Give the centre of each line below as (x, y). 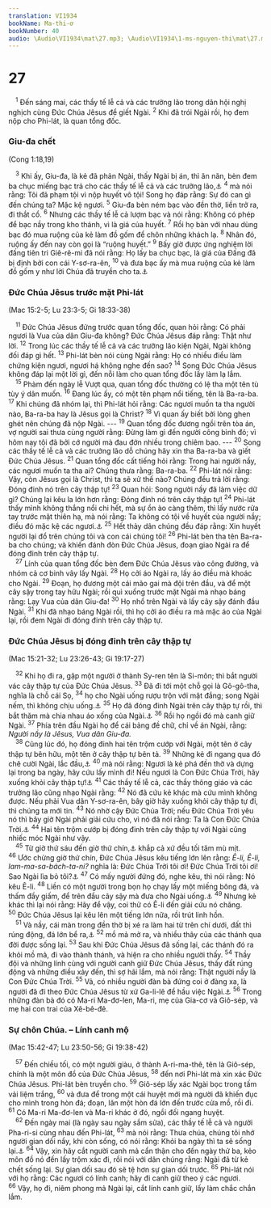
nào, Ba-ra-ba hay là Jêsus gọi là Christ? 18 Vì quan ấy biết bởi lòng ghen (130, 413)
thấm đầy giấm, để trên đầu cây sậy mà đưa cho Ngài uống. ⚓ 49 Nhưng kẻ (132, 896)
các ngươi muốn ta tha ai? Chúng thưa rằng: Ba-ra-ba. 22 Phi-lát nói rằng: (130, 470)
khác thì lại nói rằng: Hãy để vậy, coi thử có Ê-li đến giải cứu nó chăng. (125, 905)
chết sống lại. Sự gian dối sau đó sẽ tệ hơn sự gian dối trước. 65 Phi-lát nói (131, 1169)
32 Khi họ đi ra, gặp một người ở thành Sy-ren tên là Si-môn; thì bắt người (137, 675)
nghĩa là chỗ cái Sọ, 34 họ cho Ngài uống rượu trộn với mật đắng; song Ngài (134, 695)
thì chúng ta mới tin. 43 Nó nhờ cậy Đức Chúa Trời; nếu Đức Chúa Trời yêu (131, 810)
